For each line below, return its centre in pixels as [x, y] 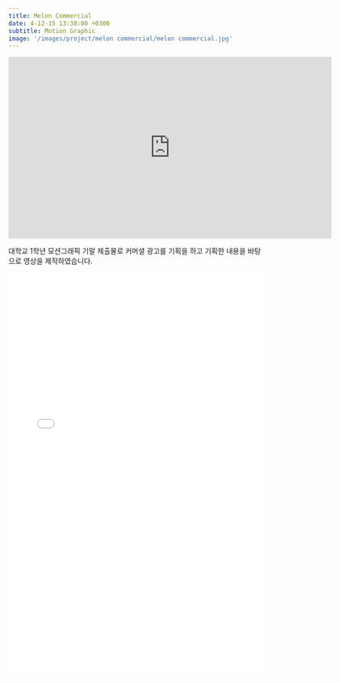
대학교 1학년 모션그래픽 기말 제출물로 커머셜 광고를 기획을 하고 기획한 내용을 [127, 251]
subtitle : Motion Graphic [52, 31]
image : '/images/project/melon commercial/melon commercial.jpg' [120, 38]
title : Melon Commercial [50, 16]
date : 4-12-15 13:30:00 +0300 [59, 23]
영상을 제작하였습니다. [58, 261]
